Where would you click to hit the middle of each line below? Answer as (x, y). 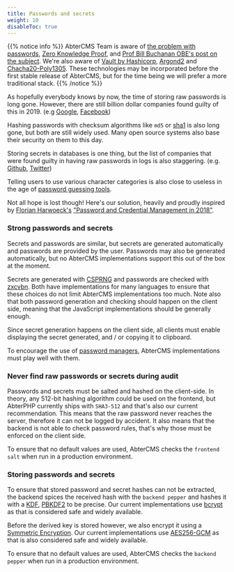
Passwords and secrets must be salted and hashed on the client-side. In (111, 391)
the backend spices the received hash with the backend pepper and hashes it (117, 497)
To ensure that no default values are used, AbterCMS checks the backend (112, 554)
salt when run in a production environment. (70, 456)
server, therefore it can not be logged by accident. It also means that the (111, 420)
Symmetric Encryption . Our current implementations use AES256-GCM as (113, 533)
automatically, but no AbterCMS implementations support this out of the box (116, 258)
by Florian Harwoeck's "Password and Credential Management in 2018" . (111, 210)
